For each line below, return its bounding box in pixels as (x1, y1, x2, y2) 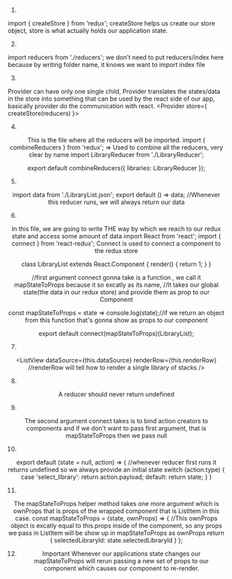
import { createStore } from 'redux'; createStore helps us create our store (8, 19, 215, 27)
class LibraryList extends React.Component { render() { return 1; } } (21, 260, 212, 268)
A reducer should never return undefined (58, 390, 175, 398)
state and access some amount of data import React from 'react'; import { (12, 232, 221, 240)
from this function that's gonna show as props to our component (24, 316, 209, 324)
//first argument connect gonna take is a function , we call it (31, 274, 202, 281)
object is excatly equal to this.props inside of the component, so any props (10, 522, 222, 529)
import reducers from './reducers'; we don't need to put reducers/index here (8, 53, 224, 61)
